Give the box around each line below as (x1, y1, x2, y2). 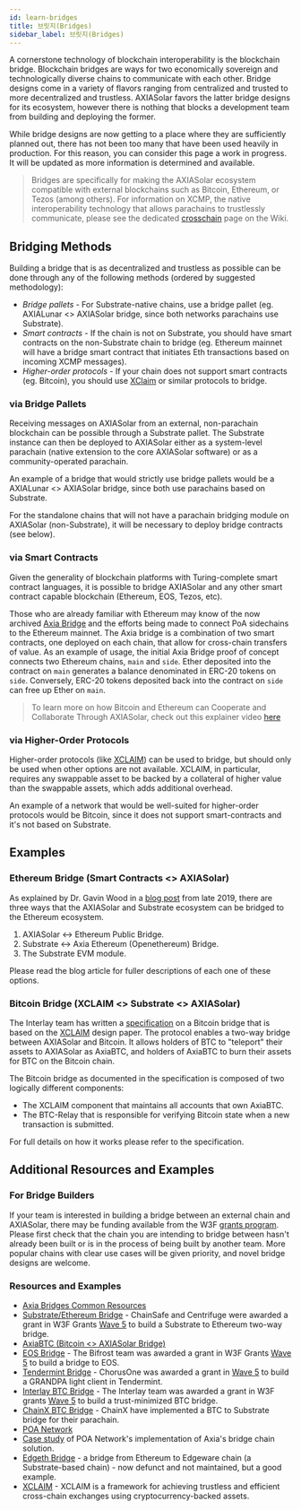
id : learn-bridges (9, 13, 78, 22)
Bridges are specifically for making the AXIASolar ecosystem (30, 175, 256, 186)
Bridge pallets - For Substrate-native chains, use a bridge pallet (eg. (21, 299, 274, 310)
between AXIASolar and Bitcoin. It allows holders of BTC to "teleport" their (9, 1037, 284, 1047)
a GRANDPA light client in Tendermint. (21, 1376, 163, 1387)
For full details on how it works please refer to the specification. (9, 1136, 245, 1148)
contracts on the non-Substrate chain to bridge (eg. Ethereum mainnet (21, 337, 283, 348)
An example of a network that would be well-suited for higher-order (9, 800, 259, 811)
